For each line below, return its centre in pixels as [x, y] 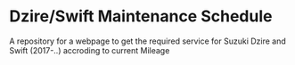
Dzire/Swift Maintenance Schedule [141, 16]
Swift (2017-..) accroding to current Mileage [90, 50]
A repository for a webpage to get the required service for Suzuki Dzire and [148, 41]
